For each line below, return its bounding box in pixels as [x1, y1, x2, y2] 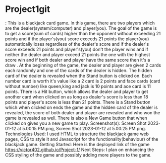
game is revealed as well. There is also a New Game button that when [5, 115, 148, 121]
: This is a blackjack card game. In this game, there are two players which [5, 20, 155, 26]
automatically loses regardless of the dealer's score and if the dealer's [5, 41, 149, 47]
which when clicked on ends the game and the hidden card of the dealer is [5, 104, 158, 110]
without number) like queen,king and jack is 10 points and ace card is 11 [5, 83, 151, 89]
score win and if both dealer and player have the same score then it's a [5, 57, 150, 63]
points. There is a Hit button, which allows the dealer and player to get [5, 88, 149, 94]
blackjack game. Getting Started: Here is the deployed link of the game [5, 141, 150, 147]
